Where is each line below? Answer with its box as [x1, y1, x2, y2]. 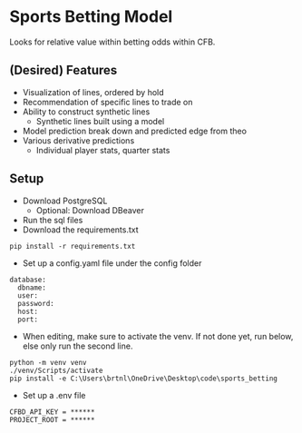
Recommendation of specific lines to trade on [22, 96, 193, 107]
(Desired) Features [9, 63, 118, 78]
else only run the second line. [22, 340, 133, 351]
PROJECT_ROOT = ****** [9, 415, 95, 424]
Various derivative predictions [22, 134, 135, 146]
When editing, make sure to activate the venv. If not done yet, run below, [22, 330, 294, 341]
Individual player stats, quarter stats [35, 144, 170, 155]
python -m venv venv [9, 358, 88, 367]
